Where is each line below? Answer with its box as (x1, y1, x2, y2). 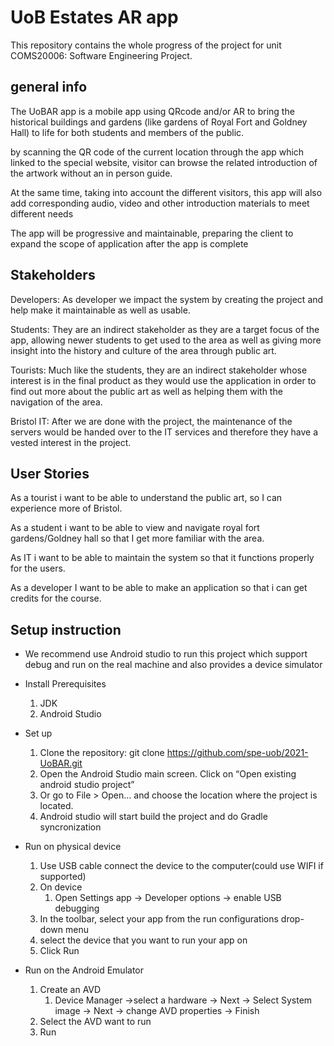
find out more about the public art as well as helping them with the (10, 385, 283, 397)
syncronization (39, 821, 102, 833)
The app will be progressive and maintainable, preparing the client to (10, 227, 294, 239)
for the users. (10, 562, 66, 575)
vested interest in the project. (10, 436, 132, 448)
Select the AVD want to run (39, 1016, 152, 1028)
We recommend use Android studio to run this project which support (24, 648, 308, 660)
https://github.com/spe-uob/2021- (166, 747, 309, 759)
